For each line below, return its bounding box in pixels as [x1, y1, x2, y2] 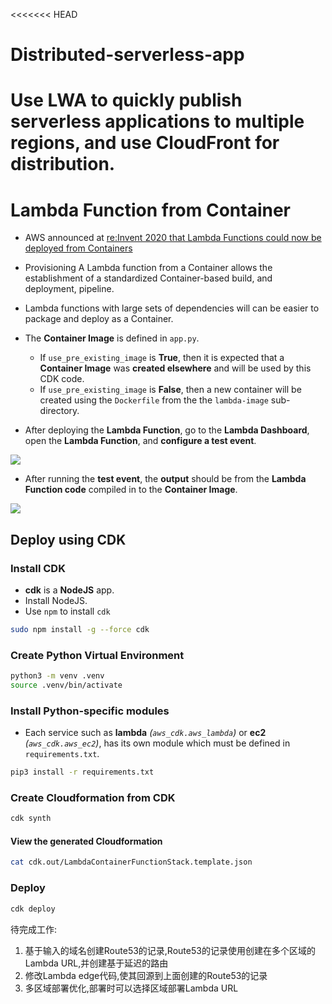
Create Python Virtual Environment [10, 648, 185, 662]
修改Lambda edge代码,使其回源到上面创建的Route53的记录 [24, 969, 268, 981]
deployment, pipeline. [24, 283, 115, 295]
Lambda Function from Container [10, 199, 292, 221]
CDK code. [39, 373, 85, 385]
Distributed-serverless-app [10, 44, 245, 66]
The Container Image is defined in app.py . [24, 332, 200, 344]
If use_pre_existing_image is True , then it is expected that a [39, 352, 285, 364]
